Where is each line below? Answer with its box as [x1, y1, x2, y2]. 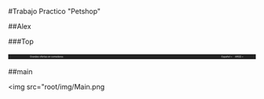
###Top [8, 37, 34, 46]
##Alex [8, 22, 31, 30]
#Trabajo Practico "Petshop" [8, 7, 101, 16]
